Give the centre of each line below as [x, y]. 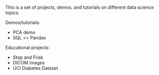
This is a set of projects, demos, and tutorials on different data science [80, 7]
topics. [13, 13]
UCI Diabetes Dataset [35, 68]
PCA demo [24, 32]
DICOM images [29, 63]
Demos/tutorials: [23, 23]
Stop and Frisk [28, 57]
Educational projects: [28, 47]
